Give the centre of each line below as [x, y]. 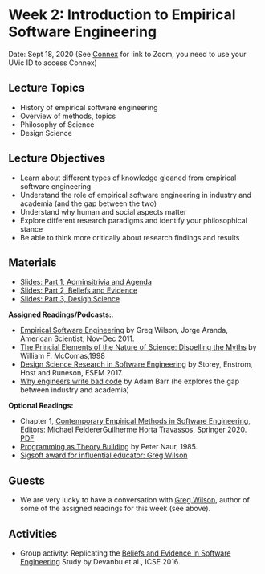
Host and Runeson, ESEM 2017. [71, 373]
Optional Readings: [41, 406]
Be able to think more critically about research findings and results [130, 237]
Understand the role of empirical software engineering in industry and [135, 195]
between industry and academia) [75, 390]
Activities [33, 533]
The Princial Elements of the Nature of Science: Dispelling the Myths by [138, 347]
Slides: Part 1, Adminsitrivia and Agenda [86, 282]
